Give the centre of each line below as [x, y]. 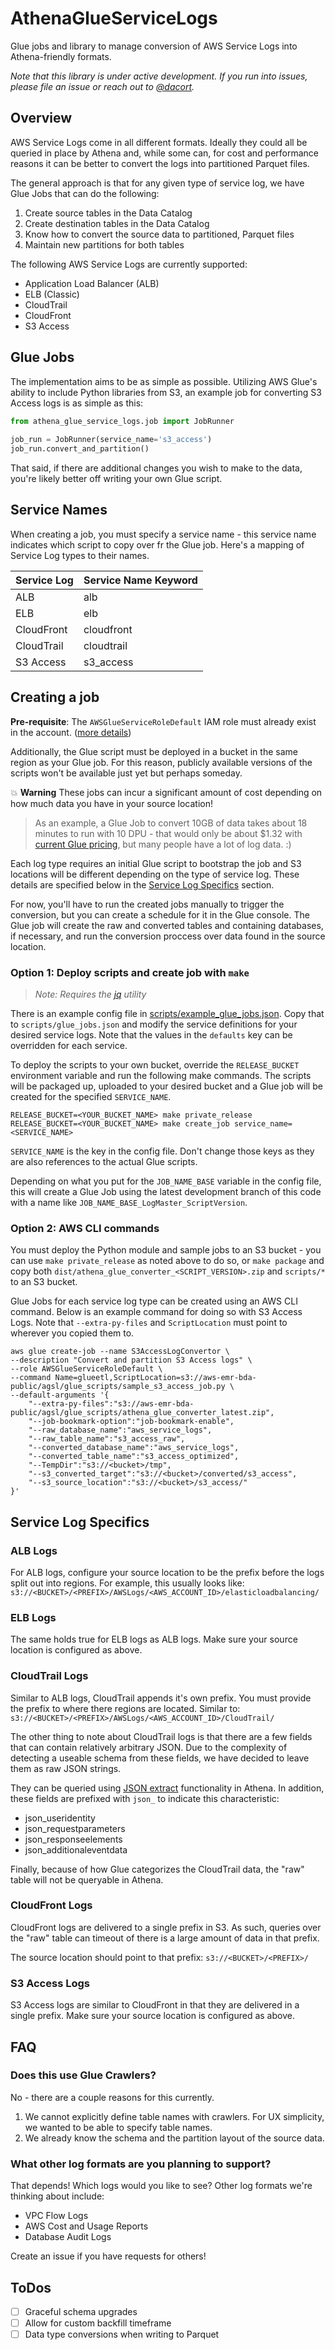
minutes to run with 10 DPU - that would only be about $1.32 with [168, 833]
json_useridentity [60, 1818]
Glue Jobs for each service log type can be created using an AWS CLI [154, 1301]
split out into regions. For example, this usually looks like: [127, 1583]
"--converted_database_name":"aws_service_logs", [134, 1448]
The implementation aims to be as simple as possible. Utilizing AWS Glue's [164, 381]
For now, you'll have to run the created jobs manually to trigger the [147, 904]
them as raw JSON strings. [66, 1768]
